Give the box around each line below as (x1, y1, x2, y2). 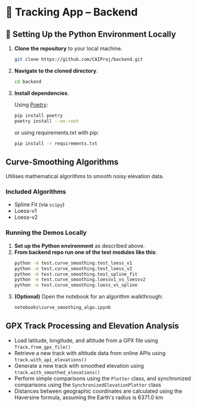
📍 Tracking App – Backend (5, 5, 138, 19)
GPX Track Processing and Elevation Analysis (5, 321, 180, 331)
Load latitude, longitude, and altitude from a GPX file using (14, 337, 159, 344)
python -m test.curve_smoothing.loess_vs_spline (14, 282, 138, 288)
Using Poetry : (14, 101, 48, 108)
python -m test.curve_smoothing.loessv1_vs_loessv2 (14, 276, 146, 282)
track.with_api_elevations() (14, 357, 87, 363)
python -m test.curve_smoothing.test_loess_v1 (14, 260, 133, 266)
